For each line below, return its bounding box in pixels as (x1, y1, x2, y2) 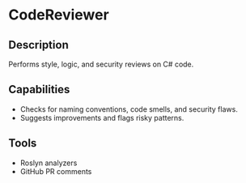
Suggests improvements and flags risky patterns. (19, 113, 184, 122)
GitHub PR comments (19, 166, 92, 176)
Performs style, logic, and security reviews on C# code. (8, 59, 194, 69)
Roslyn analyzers (19, 158, 78, 168)
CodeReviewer (8, 6, 109, 24)
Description (8, 38, 69, 52)
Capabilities (8, 83, 70, 96)
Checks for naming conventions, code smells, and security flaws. (19, 104, 239, 114)
